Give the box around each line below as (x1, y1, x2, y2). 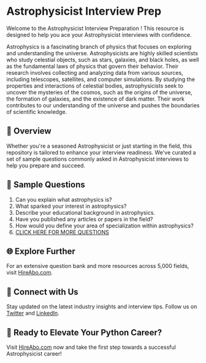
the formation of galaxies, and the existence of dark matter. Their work (6, 95, 185, 102)
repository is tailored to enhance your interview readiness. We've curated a (6, 148, 196, 156)
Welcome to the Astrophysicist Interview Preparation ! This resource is (6, 25, 185, 32)
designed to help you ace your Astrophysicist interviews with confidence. (6, 31, 192, 38)
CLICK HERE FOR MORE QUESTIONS (15, 228, 109, 235)
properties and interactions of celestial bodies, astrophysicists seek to (6, 82, 184, 90)
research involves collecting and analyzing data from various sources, (6, 69, 183, 76)
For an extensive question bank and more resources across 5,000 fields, (6, 262, 189, 270)
